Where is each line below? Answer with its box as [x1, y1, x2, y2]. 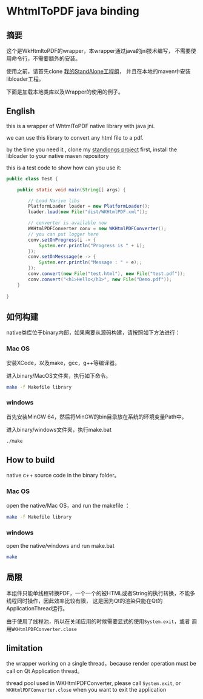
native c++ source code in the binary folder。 [6, 472, 120, 479]
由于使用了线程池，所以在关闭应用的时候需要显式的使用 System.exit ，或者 [6, 618, 190, 625]
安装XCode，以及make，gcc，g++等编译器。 [6, 359, 120, 366]
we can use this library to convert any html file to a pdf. [6, 134, 144, 141]
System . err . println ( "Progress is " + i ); [38, 242, 145, 248]
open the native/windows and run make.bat [6, 542, 115, 549]
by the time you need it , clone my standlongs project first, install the [6, 146, 178, 153]
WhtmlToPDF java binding [6, 4, 139, 18]
